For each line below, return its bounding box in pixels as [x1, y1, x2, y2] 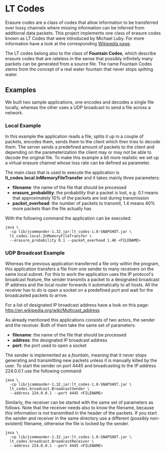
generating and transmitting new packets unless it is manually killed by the [5, 357, 157, 363]
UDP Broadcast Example [5, 249, 65, 256]
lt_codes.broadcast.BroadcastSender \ [9, 386, 90, 391]
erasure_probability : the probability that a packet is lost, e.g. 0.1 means [12, 190, 159, 196]
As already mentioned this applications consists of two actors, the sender [5, 317, 155, 323]
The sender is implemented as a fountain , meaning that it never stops [5, 352, 147, 358]
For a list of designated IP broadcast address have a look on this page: [5, 302, 149, 308]
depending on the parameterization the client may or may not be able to [5, 149, 152, 155]
